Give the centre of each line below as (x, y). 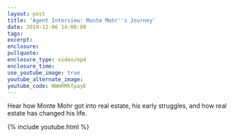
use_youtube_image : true (44, 73)
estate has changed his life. (47, 113)
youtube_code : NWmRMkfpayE (47, 86)
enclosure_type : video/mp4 (47, 60)
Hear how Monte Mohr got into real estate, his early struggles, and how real (117, 106)
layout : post (26, 14)
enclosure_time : (31, 66)
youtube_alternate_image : (45, 79)
